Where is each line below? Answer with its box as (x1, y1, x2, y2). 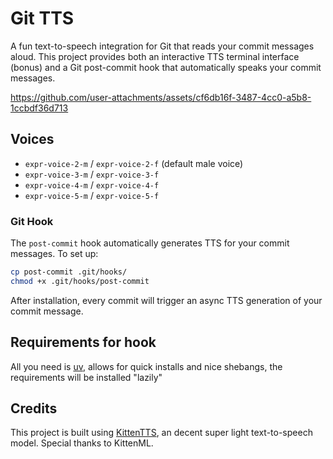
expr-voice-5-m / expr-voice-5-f (24, 189, 160, 201)
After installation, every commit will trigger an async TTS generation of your (10, 294, 323, 306)
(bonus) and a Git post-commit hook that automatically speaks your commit (10, 61, 322, 73)
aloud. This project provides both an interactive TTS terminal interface (10, 50, 300, 62)
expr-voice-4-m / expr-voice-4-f (24, 178, 160, 191)
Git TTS (10, 7, 75, 30)
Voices (10, 131, 55, 148)
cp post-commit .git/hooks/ (10, 267, 128, 277)
